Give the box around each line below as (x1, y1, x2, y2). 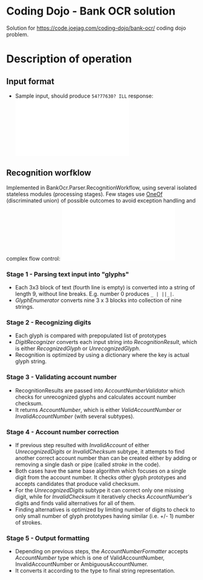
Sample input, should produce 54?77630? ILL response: (15, 92, 153, 99)
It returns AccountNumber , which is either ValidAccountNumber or (15, 406, 182, 413)
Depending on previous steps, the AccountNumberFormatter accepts (15, 548, 188, 555)
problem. (6, 30, 29, 38)
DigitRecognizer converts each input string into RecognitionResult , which (15, 339, 198, 346)
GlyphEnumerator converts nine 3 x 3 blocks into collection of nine (15, 297, 182, 304)
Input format (6, 76, 55, 86)
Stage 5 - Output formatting (6, 534, 90, 542)
